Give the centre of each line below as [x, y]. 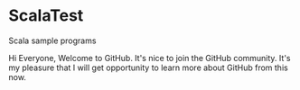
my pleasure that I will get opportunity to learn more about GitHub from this [148, 67]
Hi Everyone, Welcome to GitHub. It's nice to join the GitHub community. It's [150, 58]
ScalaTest [46, 16]
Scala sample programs [52, 40]
